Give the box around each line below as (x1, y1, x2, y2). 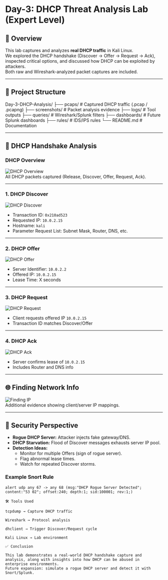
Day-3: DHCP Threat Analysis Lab (5, 4, 148, 15)
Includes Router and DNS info (12, 364, 73, 370)
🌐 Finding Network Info (5, 383, 79, 392)
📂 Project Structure (5, 88, 66, 96)
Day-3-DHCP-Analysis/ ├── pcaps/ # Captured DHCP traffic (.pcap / (5, 101, 147, 107)
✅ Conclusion (5, 544, 33, 549)
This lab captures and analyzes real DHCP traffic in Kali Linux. (5, 48, 133, 53)
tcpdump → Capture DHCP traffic (5, 509, 72, 514)
